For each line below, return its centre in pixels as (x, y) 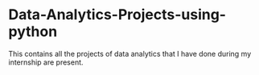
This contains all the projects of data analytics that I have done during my (130, 53)
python (33, 32)
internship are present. (46, 62)
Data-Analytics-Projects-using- (117, 15)
